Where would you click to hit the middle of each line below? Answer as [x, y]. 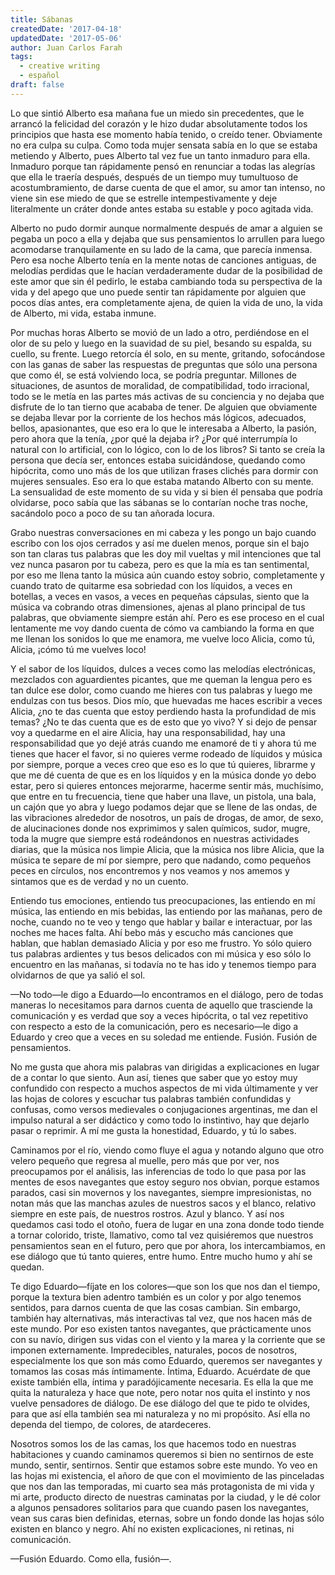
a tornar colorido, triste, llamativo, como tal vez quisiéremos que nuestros [162, 1235]
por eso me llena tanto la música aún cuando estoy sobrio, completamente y [167, 575]
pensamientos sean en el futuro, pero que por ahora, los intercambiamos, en [168, 1245]
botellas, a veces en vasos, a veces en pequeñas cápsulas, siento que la [160, 596]
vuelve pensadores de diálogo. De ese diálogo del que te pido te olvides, [160, 1403]
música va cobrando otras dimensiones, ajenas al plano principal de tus [158, 607]
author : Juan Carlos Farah [66, 47]
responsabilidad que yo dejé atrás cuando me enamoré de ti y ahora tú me [163, 743]
